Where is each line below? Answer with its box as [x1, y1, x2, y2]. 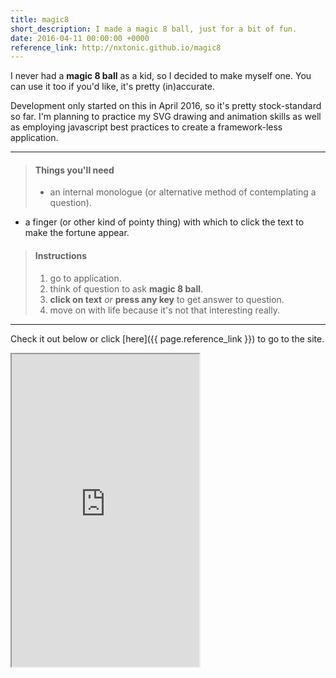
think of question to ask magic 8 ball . [49, 282, 204, 295]
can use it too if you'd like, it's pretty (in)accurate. [10, 81, 215, 93]
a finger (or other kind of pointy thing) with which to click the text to [24, 216, 305, 228]
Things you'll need [34, 164, 115, 176]
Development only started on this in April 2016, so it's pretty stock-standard [10, 100, 322, 112]
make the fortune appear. [24, 227, 130, 239]
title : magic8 [10, 14, 70, 25]
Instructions [34, 250, 88, 262]
